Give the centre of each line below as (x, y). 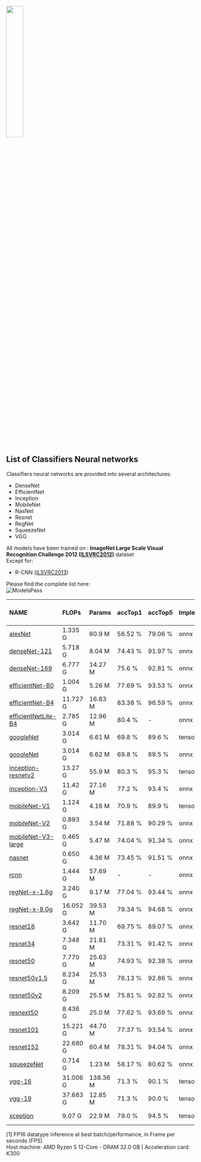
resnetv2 (22, 775)
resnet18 (22, 926)
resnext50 (24, 1012)
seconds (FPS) (25, 1140)
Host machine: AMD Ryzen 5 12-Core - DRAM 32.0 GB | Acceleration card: (98, 1147)
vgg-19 (20, 1099)
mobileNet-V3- (32, 836)
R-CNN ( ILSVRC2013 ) (42, 572)
